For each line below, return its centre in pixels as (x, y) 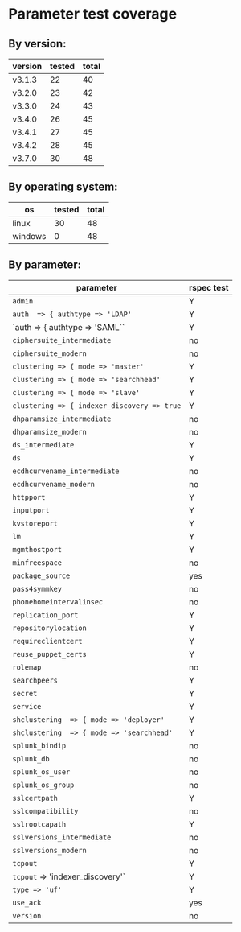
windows (29, 236)
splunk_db (31, 759)
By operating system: (63, 187)
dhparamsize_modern (49, 432)
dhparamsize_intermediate (62, 419)
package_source (41, 575)
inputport (31, 510)
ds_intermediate (43, 445)
